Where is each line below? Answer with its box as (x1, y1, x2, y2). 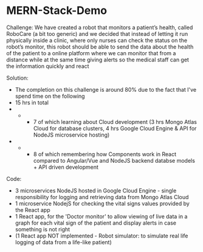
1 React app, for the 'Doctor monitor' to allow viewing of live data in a (15, 213, 188, 220)
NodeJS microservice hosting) (33, 131, 110, 138)
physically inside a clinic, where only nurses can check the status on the (6, 36, 187, 44)
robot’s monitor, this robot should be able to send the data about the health (6, 43, 194, 50)
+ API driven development (33, 163, 99, 171)
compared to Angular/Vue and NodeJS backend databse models (33, 157, 196, 164)
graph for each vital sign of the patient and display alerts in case (15, 219, 176, 226)
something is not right (15, 225, 71, 233)
